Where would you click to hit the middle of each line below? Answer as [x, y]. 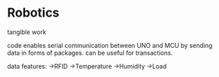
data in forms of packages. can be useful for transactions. [90, 53]
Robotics [34, 13]
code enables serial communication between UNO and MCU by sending [110, 45]
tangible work [27, 32]
